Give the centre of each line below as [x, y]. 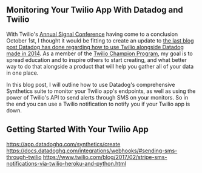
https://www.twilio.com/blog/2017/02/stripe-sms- [105, 157]
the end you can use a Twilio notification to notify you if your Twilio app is [98, 104]
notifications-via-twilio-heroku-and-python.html [66, 163]
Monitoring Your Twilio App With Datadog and [95, 10]
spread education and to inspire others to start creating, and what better [96, 59]
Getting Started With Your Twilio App [77, 130]
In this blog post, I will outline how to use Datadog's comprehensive [91, 84]
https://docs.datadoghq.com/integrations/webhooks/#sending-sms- [92, 151]
